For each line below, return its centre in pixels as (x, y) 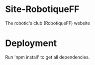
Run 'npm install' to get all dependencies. (47, 57)
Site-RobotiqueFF (42, 9)
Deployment (31, 43)
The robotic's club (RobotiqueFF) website (48, 23)
